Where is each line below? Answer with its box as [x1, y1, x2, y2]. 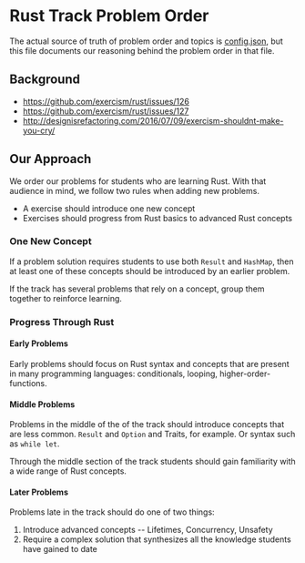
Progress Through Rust [9, 315, 115, 328]
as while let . [9, 438, 60, 449]
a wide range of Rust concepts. [9, 466, 127, 476]
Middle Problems [9, 398, 76, 410]
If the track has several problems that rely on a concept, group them [9, 283, 265, 294]
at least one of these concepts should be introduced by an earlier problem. [9, 265, 290, 276]
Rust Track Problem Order [9, 5, 209, 26]
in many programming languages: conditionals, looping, [9, 368, 219, 379]
